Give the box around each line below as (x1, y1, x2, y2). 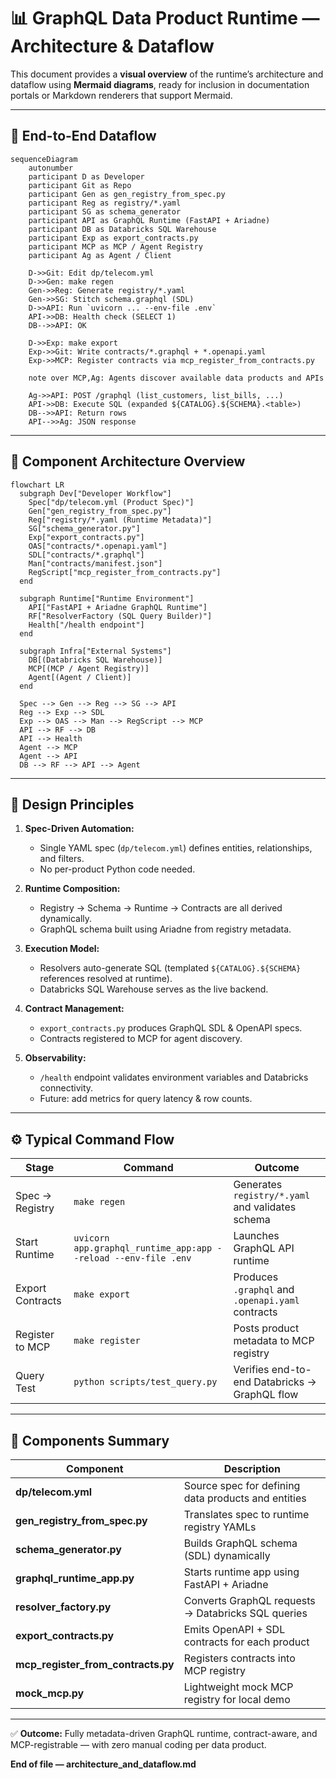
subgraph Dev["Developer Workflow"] (19, 488, 172, 499)
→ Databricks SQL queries (183, 1606, 308, 1620)
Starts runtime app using (183, 1565, 300, 1579)
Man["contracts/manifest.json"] (28, 558, 163, 569)
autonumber (28, 163, 74, 173)
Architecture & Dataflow (10, 35, 215, 58)
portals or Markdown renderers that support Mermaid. (10, 89, 233, 101)
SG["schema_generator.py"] (28, 523, 141, 534)
